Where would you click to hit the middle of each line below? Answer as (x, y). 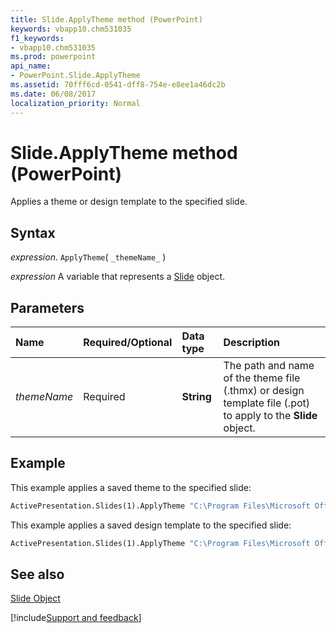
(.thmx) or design (264, 391)
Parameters (47, 307)
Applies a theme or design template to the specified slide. (129, 202)
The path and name (269, 366)
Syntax (33, 232)
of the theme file (262, 378)
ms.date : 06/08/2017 (53, 94)
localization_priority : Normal (75, 103)
